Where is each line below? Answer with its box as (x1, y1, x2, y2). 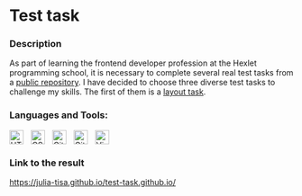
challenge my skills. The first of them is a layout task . (9, 86, 206, 97)
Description (9, 38, 62, 50)
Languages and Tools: (9, 109, 108, 121)
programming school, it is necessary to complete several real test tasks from (9, 67, 294, 78)
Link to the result (9, 156, 85, 169)
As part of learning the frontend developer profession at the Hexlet (9, 58, 257, 68)
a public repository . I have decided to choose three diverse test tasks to (9, 77, 276, 88)
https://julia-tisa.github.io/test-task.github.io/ (9, 177, 176, 188)
